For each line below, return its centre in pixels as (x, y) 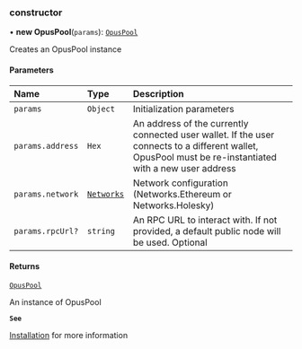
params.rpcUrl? (46, 231)
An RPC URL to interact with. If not (205, 220)
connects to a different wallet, (196, 145)
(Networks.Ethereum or (182, 194)
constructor (36, 13)
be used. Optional (171, 242)
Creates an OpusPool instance (66, 49)
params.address (46, 146)
